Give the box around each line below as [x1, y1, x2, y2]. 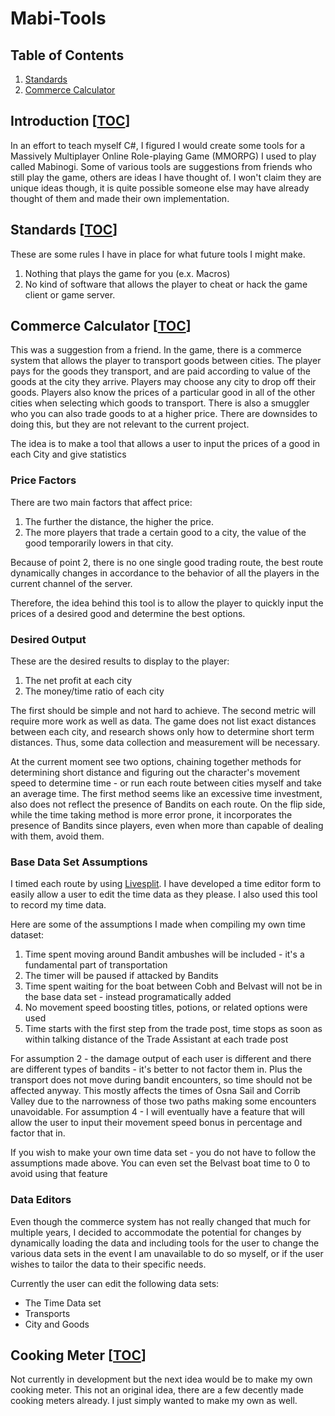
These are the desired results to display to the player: [10, 655, 230, 667]
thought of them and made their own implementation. [10, 192, 230, 204]
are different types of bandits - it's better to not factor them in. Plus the [10, 1063, 303, 1076]
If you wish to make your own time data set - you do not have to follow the [10, 1147, 317, 1159]
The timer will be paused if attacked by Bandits [24, 970, 219, 982]
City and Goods [24, 1318, 90, 1330]
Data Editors [10, 1193, 72, 1207]
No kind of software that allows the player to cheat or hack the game [24, 278, 308, 290]
